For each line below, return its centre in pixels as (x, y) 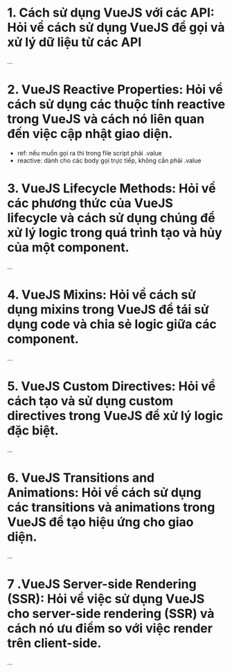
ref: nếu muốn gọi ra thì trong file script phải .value (90, 153)
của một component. (68, 247)
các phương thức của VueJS (90, 203)
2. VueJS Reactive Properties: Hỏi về (115, 90)
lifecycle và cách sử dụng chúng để (111, 218)
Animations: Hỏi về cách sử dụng (105, 493)
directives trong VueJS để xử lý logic (115, 415)
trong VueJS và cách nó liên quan (106, 119)
